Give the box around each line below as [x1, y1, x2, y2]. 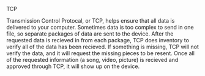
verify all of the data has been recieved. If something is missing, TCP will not [6, 43, 199, 50]
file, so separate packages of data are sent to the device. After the [6, 30, 174, 37]
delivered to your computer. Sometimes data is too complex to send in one [6, 24, 194, 31]
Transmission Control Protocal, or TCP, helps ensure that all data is [6, 17, 175, 24]
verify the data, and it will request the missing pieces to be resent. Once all [6, 50, 195, 57]
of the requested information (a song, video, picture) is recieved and [6, 56, 179, 63]
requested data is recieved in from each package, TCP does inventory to [6, 37, 190, 44]
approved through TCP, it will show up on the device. [6, 63, 140, 70]
